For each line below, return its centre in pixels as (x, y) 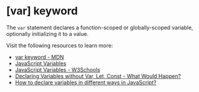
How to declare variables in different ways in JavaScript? (86, 82)
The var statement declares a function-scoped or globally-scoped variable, (100, 27)
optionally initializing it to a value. (47, 33)
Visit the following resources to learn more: (60, 45)
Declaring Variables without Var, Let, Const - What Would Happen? (98, 76)
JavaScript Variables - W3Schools (58, 69)
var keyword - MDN (39, 57)
